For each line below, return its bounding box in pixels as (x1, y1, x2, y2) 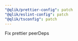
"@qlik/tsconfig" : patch (5, 16, 57, 21)
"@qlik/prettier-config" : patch (5, 7, 73, 12)
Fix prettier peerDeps (5, 30, 49, 36)
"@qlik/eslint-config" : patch (5, 12, 69, 17)
